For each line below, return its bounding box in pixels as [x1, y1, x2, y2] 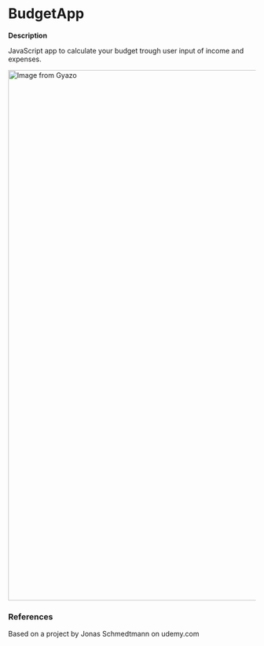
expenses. [8, 54, 42, 64]
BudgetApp [8, 5, 85, 23]
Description [8, 31, 48, 40]
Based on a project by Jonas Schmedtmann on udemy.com [8, 629, 200, 639]
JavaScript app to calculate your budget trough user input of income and [8, 46, 244, 55]
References [8, 611, 53, 622]
